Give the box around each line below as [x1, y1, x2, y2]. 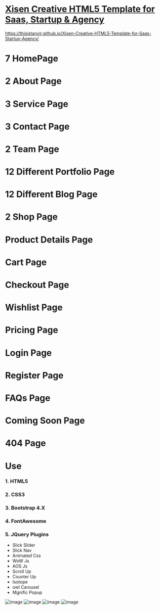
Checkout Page [5, 280, 69, 290]
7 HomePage [5, 53, 58, 64]
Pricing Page [5, 325, 58, 336]
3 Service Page [5, 98, 69, 109]
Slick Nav [12, 548, 32, 554]
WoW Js [12, 558, 30, 564]
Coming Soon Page [5, 415, 85, 426]
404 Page [5, 438, 46, 449]
